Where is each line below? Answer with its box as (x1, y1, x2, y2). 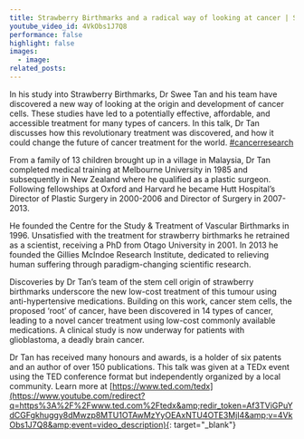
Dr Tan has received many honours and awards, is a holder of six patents (9, 351, 282, 363)
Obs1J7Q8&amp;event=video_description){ (9, 419, 170, 430)
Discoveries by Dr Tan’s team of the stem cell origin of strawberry (9, 276, 254, 287)
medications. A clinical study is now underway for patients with (9, 324, 245, 336)
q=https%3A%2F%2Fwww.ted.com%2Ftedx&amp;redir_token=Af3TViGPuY (9, 400, 293, 411)
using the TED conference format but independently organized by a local (9, 371, 281, 382)
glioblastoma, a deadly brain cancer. (9, 334, 145, 345)
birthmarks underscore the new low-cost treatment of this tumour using (9, 286, 278, 297)
